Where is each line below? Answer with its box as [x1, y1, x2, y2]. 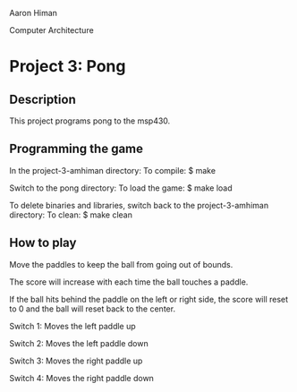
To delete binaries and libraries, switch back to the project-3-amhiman [9, 200, 269, 210]
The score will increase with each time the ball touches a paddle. [9, 277, 249, 287]
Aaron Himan [9, 8, 58, 18]
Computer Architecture [9, 25, 94, 35]
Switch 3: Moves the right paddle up [9, 355, 143, 366]
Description [9, 91, 76, 107]
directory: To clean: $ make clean [9, 209, 132, 220]
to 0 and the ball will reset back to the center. [9, 303, 176, 314]
